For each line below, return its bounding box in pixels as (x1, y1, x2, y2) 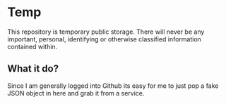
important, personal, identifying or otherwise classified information (7, 34, 201, 43)
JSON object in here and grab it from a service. (7, 89, 145, 97)
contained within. (7, 42, 58, 51)
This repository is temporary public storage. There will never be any (7, 27, 205, 36)
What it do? (7, 63, 59, 74)
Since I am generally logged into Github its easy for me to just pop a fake (7, 82, 219, 90)
